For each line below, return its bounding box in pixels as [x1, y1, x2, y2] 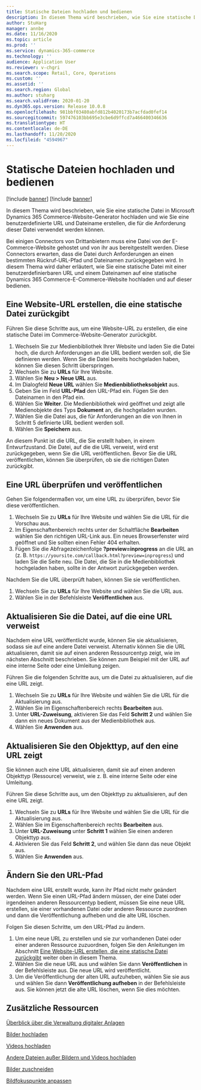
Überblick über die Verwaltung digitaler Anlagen [6, 1019, 125, 1026]
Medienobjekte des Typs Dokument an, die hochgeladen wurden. [14, 406, 178, 413]
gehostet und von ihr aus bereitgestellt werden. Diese [56, 244, 189, 251]
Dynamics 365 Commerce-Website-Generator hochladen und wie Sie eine [6, 213, 190, 220]
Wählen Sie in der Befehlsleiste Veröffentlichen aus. [14, 594, 145, 601]
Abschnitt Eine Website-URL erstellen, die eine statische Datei [14, 947, 168, 955]
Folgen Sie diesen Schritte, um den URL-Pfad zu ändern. [6, 923, 145, 930]
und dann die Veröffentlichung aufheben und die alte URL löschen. [6, 912, 170, 919]
